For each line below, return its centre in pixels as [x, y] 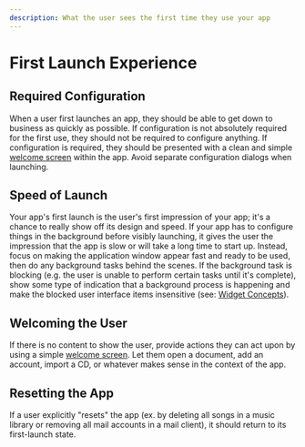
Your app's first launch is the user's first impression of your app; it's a [140, 217]
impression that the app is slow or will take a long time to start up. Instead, [149, 246]
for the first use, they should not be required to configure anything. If [138, 137]
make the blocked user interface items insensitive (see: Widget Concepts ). [149, 295]
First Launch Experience [103, 62]
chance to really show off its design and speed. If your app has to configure [152, 227]
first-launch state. [43, 434]
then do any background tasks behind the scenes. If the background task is [151, 266]
